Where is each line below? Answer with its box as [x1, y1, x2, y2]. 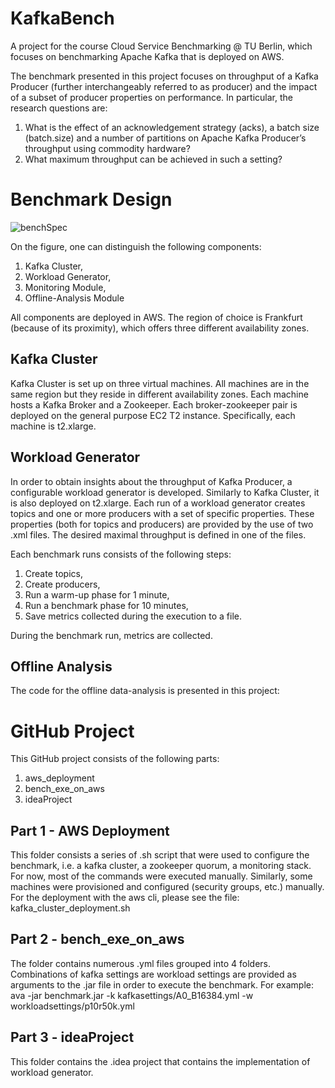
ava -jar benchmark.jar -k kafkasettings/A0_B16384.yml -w [10, 989, 254, 1001]
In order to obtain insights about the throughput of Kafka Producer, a [10, 475, 293, 487]
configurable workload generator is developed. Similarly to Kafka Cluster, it [10, 486, 320, 498]
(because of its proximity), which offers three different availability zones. [10, 322, 310, 334]
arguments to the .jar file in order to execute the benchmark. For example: [10, 978, 315, 991]
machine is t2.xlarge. [10, 420, 97, 432]
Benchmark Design [10, 188, 173, 211]
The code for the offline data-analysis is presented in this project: [10, 685, 280, 697]
